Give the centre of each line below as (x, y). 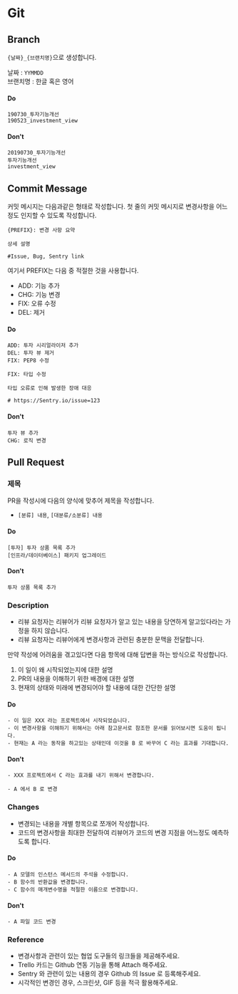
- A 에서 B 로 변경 (32, 789)
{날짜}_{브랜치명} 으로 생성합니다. (52, 57)
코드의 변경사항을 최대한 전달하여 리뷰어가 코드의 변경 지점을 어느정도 (114, 832)
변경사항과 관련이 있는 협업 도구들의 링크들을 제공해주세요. (99, 956)
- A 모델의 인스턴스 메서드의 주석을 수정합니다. (68, 874)
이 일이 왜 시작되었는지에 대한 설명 (65, 670)
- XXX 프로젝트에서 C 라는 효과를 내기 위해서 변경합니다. (81, 775)
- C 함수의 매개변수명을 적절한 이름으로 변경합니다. (73, 889)
